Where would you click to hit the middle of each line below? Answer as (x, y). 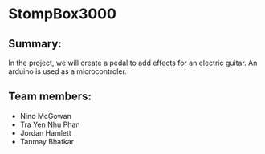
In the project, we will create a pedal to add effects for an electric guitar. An (133, 63)
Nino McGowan (46, 115)
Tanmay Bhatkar (47, 141)
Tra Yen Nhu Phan (50, 124)
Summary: (35, 44)
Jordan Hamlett (46, 132)
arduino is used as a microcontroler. (67, 71)
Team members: (50, 97)
